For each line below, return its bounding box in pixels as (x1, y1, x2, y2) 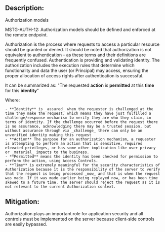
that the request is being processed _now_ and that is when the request (5, 171, 161, 176)
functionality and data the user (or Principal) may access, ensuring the (5, 67, 149, 73)
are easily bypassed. (5, 221, 47, 227)
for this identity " (5, 87, 39, 93)
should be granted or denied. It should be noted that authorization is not (5, 46, 152, 52)
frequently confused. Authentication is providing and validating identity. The (5, 57, 160, 63)
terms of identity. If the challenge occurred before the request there (5, 119, 158, 125)
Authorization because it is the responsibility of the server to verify (5, 167, 161, 172)
